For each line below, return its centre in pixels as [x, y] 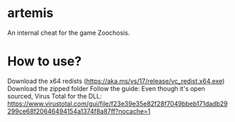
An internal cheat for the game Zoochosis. [69, 33]
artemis [30, 13]
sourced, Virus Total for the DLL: [55, 96]
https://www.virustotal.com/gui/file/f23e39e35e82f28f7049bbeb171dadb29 [117, 104]
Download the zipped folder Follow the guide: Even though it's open [106, 88]
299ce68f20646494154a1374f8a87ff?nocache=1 [79, 111]
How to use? [45, 61]
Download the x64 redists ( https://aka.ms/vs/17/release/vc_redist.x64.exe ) [116, 81]
